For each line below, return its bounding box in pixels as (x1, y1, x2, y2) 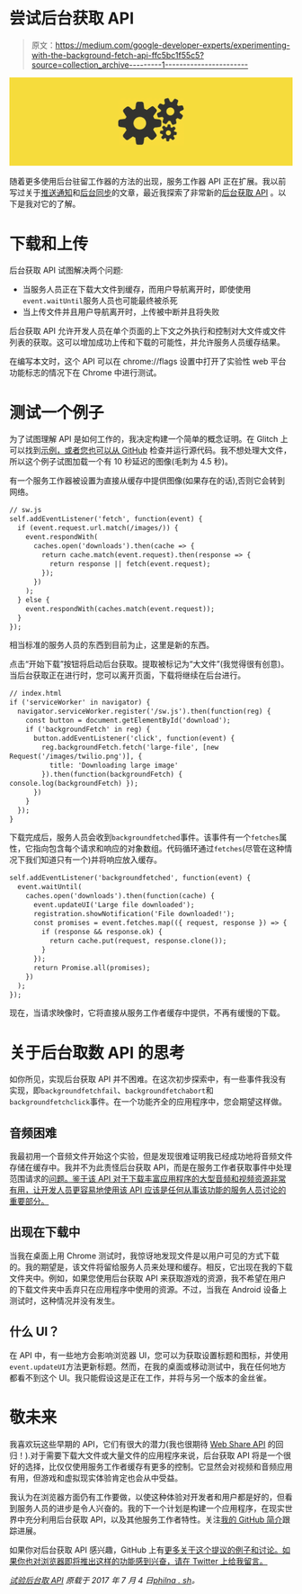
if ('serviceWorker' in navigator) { (9, 698, 151, 707)
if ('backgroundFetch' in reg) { (25, 725, 151, 734)
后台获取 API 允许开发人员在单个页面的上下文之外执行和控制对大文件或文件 (9, 326, 287, 337)
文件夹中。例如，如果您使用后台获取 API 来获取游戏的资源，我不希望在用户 (9, 1273, 287, 1283)
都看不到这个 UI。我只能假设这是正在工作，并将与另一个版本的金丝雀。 (9, 1372, 272, 1382)
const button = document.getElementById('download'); (25, 716, 231, 725)
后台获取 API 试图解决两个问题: (9, 265, 124, 275)
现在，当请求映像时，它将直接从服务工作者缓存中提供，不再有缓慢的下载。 (9, 1007, 285, 1018)
